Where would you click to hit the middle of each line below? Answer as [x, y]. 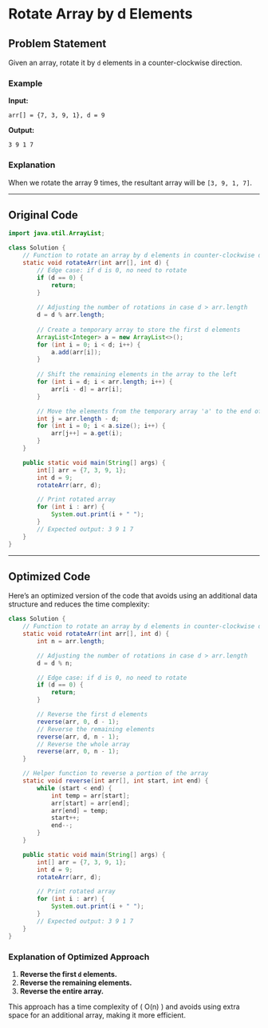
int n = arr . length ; [71, 641]
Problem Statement [57, 44]
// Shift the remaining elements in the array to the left [137, 374]
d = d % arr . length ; [71, 315]
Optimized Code [49, 576]
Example [26, 83]
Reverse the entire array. [62, 991]
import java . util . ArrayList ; [57, 234]
